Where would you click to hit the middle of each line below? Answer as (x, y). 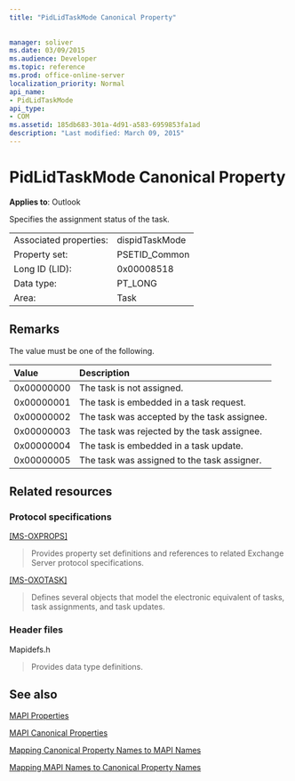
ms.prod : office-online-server (67, 76)
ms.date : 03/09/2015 (48, 51)
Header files (36, 630)
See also (33, 694)
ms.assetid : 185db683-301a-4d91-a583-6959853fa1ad (105, 125)
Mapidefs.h (30, 649)
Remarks (35, 330)
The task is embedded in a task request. (163, 402)
